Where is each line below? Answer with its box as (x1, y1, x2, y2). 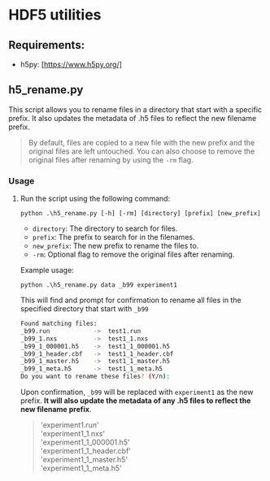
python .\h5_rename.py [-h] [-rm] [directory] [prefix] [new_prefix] (20, 210, 262, 218)
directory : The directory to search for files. (32, 223, 178, 233)
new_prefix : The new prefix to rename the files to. (32, 241, 199, 251)
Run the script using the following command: (20, 193, 171, 204)
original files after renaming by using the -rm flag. (28, 154, 194, 164)
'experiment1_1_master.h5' (40, 455, 128, 465)
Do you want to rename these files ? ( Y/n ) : (20, 372, 171, 381)
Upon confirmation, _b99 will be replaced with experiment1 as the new (20, 388, 254, 397)
